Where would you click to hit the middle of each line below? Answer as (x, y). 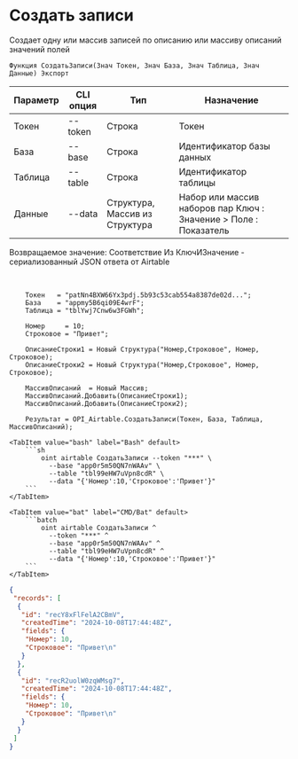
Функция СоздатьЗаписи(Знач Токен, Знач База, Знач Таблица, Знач (134, 66)
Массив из (129, 214)
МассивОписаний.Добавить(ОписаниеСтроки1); (107, 395)
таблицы (197, 183)
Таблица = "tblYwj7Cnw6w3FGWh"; (85, 310)
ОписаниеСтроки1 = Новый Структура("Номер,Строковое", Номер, (142, 349)
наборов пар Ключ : (221, 207)
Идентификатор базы (224, 145)
